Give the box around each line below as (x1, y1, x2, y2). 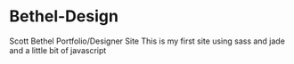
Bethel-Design (9, 6, 118, 27)
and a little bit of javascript (9, 44, 107, 55)
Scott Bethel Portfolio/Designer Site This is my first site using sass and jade (9, 36, 285, 46)
